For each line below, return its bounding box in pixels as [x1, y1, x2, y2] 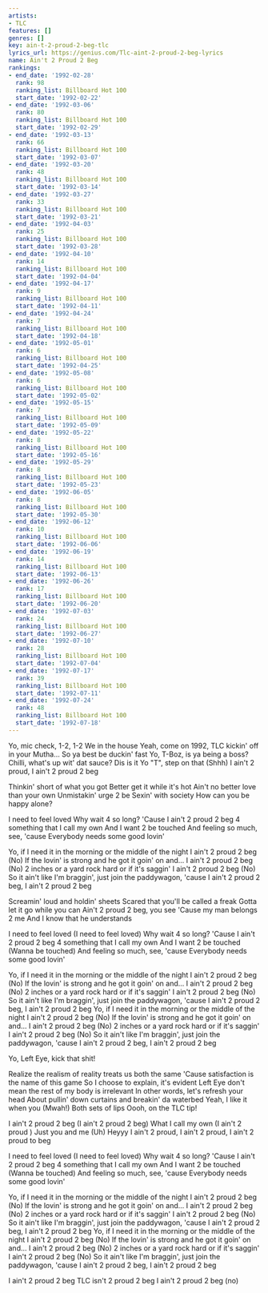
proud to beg [8, 1135, 51, 1145]
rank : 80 [15, 109, 45, 117]
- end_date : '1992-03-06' [8, 101, 94, 109]
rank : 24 [15, 614, 45, 623]
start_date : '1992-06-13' [15, 570, 102, 578]
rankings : [8, 64, 42, 72]
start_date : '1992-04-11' [15, 302, 102, 310]
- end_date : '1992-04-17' [8, 279, 94, 288]
